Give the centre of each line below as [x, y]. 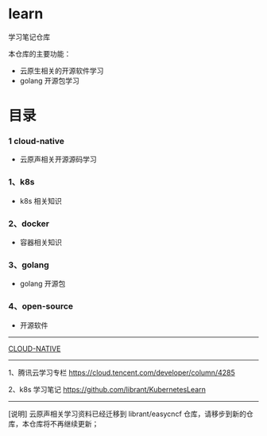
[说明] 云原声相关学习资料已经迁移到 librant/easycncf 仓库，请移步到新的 [127, 414]
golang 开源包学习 [49, 80]
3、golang [29, 265]
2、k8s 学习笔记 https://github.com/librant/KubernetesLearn [107, 389]
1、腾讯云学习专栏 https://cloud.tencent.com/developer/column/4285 [122, 372]
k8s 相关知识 [41, 200]
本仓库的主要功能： [40, 53]
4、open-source [41, 306]
